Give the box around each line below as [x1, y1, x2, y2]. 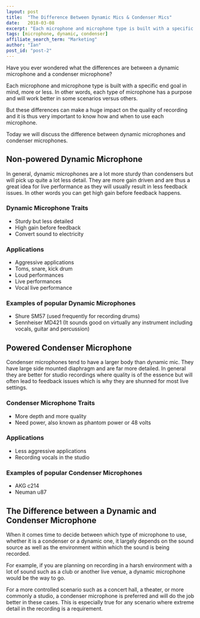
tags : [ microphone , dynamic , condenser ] [6, 31, 109, 37]
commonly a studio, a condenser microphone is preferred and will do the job [6, 592, 195, 599]
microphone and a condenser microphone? [6, 70, 112, 78]
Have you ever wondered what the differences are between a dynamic [6, 64, 180, 71]
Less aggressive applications [14, 447, 87, 454]
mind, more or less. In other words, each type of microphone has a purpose [6, 88, 192, 96]
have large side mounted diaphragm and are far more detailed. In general [6, 365, 186, 372]
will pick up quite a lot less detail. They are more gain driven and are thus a [6, 176, 190, 183]
